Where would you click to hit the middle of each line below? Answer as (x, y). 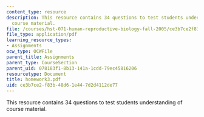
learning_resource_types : (39, 40)
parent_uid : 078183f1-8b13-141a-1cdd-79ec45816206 (72, 68)
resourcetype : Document (36, 74)
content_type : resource (36, 12)
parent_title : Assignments (40, 57)
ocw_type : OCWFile (29, 52)
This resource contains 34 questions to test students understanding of (94, 102)
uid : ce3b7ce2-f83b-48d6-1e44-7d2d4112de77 (62, 85)
